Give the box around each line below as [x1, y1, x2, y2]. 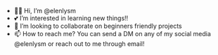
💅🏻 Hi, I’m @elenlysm [13, 7, 76, 15]
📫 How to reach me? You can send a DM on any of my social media [13, 30, 211, 38]
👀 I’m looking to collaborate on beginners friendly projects [13, 22, 182, 30]
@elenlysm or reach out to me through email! [13, 40, 146, 48]
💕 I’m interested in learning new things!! [13, 14, 129, 22]
